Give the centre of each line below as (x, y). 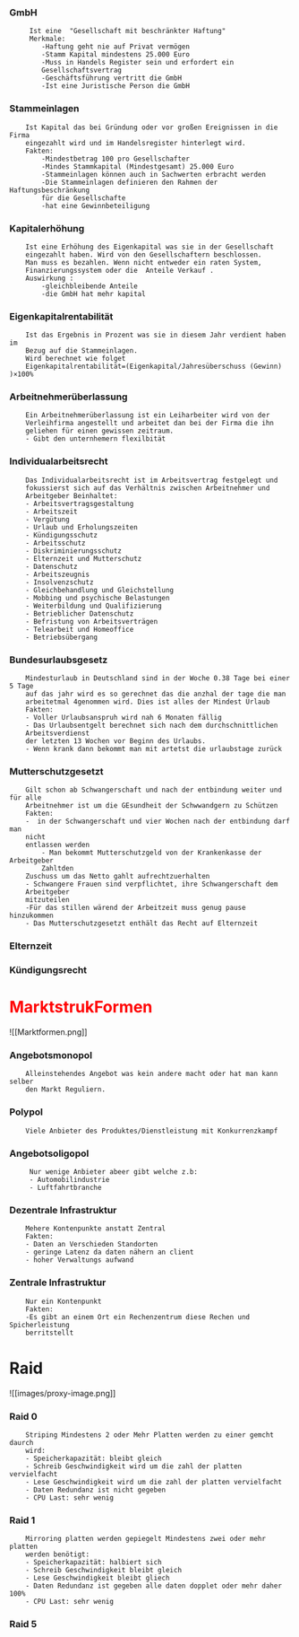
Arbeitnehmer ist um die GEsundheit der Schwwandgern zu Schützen (152, 806)
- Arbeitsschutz (56, 543)
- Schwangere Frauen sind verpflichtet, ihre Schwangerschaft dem (152, 884)
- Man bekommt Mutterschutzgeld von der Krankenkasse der (152, 853)
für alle (26, 798)
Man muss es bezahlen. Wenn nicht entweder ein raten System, (144, 262)
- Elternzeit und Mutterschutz (84, 558)
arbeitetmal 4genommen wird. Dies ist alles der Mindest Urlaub (148, 702)
